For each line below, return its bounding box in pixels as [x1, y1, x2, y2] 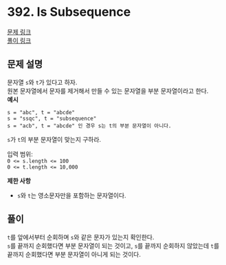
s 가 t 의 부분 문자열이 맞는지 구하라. [7, 135, 102, 143]
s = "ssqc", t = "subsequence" [7, 115, 97, 122]
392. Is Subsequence [7, 4, 131, 20]
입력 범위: [7, 149, 33, 158]
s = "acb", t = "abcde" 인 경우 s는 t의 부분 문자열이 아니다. [7, 122, 172, 129]
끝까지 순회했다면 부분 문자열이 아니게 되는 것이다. [7, 250, 142, 258]
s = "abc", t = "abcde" [7, 109, 76, 116]
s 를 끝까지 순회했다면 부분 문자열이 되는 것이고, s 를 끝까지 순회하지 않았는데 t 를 [7, 242, 220, 250]
